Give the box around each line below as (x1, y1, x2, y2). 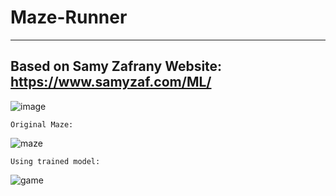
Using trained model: (10, 156, 101, 166)
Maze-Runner (10, 6, 128, 29)
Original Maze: (10, 119, 74, 130)
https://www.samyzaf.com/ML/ (10, 74, 212, 91)
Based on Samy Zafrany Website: (10, 58, 223, 75)
